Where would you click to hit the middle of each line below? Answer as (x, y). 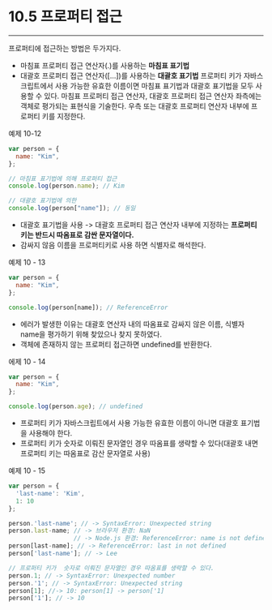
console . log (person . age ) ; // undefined (76, 406)
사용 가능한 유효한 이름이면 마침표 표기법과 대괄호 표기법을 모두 (155, 85)
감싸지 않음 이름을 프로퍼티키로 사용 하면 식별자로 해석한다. (113, 245)
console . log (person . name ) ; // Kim (67, 186)
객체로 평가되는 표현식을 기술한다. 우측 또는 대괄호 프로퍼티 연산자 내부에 (134, 105)
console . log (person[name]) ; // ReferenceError (88, 307)
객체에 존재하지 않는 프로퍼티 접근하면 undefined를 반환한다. (116, 344)
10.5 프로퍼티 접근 (66, 17)
